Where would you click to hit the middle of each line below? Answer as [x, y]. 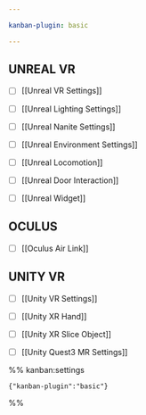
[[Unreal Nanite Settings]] [68, 127]
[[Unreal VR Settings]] [61, 91]
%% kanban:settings [47, 369]
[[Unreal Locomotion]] [62, 162]
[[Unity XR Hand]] [54, 316]
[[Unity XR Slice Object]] [66, 334]
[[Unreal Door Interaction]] [70, 180]
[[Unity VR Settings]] [59, 298]
